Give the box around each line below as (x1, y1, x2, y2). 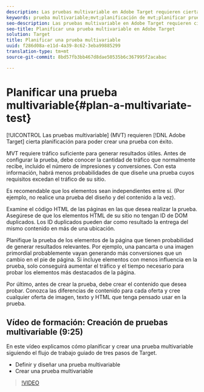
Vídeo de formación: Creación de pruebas (6, 317, 168, 328)
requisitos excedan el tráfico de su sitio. (6, 175, 106, 183)
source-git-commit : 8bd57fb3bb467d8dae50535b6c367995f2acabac (6, 54, 167, 60)
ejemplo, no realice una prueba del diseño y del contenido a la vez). (6, 194, 176, 201)
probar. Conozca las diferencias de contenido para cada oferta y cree (6, 286, 180, 294)
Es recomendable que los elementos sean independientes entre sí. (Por (6, 187, 185, 194)
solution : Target (6, 32, 50, 38)
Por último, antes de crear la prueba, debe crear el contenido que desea (6, 280, 187, 288)
